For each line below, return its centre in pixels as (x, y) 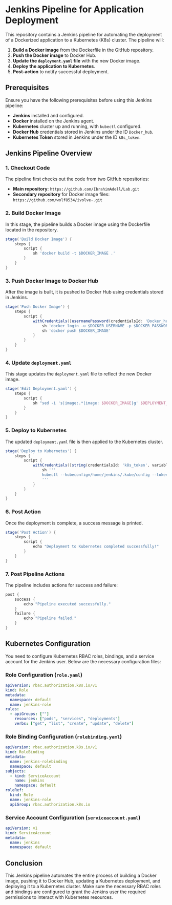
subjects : (16, 771)
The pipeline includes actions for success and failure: (62, 585)
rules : (12, 709)
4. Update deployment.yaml (38, 363)
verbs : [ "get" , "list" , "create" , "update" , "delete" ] (74, 724)
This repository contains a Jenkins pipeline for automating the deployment (84, 34)
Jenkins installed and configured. (48, 115)
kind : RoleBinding (25, 752)
